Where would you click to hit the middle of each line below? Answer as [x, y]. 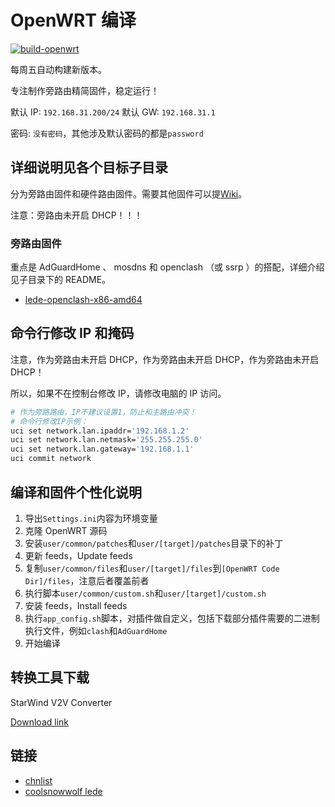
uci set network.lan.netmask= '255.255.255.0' [106, 440]
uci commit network [51, 459]
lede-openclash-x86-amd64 [83, 300]
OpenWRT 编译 [73, 20]
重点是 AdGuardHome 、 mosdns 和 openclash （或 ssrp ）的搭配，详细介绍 [167, 267]
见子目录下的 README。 [61, 280]
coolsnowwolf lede [63, 791]
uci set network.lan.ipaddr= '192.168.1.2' [100, 431]
